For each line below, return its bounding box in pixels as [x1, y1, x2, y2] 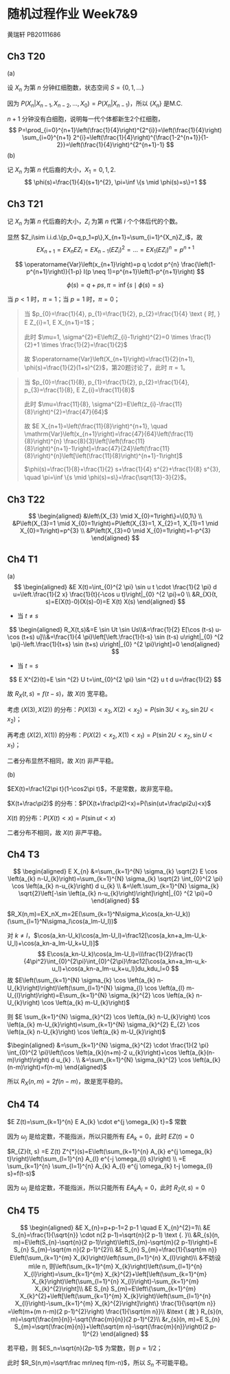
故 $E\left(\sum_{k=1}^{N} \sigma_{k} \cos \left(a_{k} [7, 975, 156, 984]
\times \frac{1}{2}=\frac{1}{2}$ [41, 341, 128, 349]
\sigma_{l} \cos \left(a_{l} [114, 984, 185, 992]
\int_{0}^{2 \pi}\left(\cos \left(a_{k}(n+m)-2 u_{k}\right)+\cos [7, 1048, 177, 1057]
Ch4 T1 [7, 553, 38, 565]
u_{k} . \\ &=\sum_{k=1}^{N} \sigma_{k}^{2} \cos [56, 1055, 192, 1064]
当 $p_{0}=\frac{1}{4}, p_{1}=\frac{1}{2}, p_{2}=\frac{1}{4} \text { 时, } [23, 310, 221, 318]
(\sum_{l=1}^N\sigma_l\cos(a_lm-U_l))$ [7, 917, 118, 925]
